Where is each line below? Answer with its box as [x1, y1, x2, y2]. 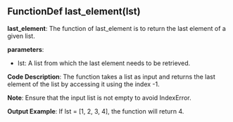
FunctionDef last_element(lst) [7, 6, 141, 18]
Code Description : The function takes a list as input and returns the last [7, 72, 216, 81]
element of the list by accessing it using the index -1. [7, 80, 160, 88]
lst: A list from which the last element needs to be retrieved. [17, 59, 191, 67]
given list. [7, 32, 35, 40]
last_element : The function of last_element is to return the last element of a [7, 24, 227, 32]
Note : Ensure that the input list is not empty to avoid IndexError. [7, 93, 191, 102]
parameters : [7, 45, 44, 53]
